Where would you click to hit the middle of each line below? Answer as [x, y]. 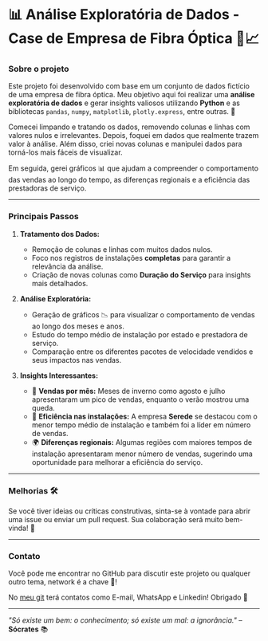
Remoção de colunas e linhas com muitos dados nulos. [122, 249]
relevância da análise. [67, 266]
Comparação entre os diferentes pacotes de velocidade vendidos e [142, 352]
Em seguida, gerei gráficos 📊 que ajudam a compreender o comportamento [134, 168]
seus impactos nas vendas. [77, 360]
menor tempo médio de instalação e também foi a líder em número [141, 425]
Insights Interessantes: [59, 376]
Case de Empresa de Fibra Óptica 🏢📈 [134, 39]
